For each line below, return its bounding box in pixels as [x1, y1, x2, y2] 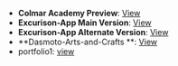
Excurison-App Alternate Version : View [17, 27, 169, 37]
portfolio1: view [17, 46, 75, 57]
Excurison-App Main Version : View [17, 17, 152, 28]
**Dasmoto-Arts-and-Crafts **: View [17, 36, 158, 47]
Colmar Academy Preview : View [17, 8, 141, 18]
